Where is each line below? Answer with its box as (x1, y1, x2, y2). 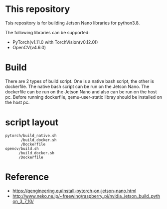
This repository (5, 3, 70, 15)
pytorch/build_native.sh (5, 133, 57, 138)
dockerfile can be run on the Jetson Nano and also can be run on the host (5, 88, 157, 95)
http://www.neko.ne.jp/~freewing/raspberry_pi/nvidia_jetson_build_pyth (12, 193, 161, 199)
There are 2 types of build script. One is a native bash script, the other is (5, 78, 155, 84)
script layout (5, 117, 59, 128)
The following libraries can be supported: (5, 29, 90, 35)
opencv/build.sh (5, 146, 39, 151)
